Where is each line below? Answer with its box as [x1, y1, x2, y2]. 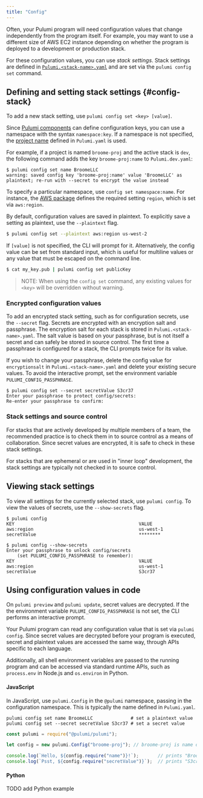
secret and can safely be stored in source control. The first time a [6, 339, 169, 346]
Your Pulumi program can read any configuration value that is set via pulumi [6, 625, 195, 633]
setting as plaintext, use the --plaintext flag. [6, 219, 119, 227]
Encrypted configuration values [6, 299, 101, 308]
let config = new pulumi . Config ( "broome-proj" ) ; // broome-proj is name [6, 742, 193, 748]
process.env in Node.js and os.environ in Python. [6, 670, 129, 677]
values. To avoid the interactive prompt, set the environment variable [6, 370, 177, 377]
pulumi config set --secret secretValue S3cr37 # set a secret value [6, 720, 185, 727]
